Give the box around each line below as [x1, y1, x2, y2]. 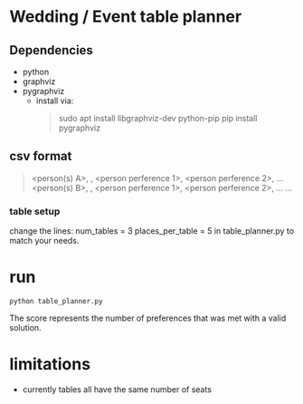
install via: [35, 95, 74, 106]
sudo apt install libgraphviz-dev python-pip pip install [58, 113, 258, 123]
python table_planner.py [9, 297, 103, 306]
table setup [9, 205, 61, 217]
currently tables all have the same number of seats [22, 383, 213, 395]
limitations [9, 354, 91, 375]
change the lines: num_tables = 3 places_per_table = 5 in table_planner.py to [9, 226, 295, 236]
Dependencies [9, 43, 93, 58]
